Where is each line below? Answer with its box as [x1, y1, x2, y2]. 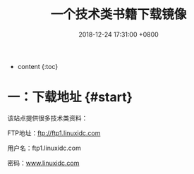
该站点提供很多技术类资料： [7, 113, 88, 122]
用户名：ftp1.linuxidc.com [7, 144, 81, 152]
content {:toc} [17, 62, 59, 70]
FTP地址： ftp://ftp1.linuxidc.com [7, 128, 101, 137]
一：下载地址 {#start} [7, 89, 133, 106]
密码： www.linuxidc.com [7, 159, 80, 167]
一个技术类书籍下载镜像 [50, 6, 187, 23]
